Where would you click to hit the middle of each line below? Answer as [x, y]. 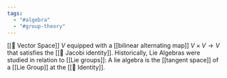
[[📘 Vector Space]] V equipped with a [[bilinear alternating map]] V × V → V [113, 46]
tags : [15, 13]
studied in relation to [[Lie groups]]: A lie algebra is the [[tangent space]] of [113, 60]
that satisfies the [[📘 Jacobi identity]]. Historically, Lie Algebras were [104, 53]
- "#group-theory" [40, 26]
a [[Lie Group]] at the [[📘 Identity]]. [56, 67]
